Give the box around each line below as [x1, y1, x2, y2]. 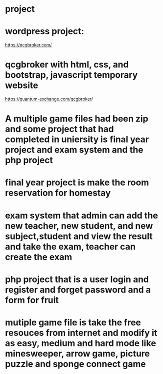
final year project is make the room [5, 177, 149, 188]
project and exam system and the [5, 144, 143, 155]
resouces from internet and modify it [5, 328, 158, 338]
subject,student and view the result [5, 231, 153, 242]
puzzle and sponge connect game [5, 358, 146, 370]
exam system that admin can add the [5, 210, 158, 221]
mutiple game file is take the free [5, 317, 141, 328]
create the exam [5, 251, 72, 263]
